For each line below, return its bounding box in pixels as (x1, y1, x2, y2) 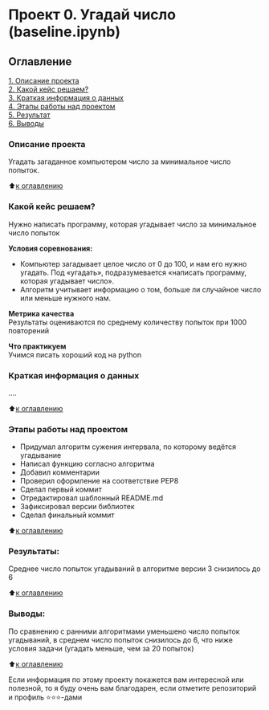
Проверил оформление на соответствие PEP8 (19, 476, 179, 486)
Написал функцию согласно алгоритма (19, 459, 155, 469)
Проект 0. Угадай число (8, 6, 177, 24)
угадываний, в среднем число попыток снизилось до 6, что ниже (8, 635, 233, 644)
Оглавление (8, 55, 72, 68)
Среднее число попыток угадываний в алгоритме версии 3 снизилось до (8, 564, 261, 573)
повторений (8, 325, 50, 335)
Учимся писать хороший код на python (8, 349, 142, 359)
